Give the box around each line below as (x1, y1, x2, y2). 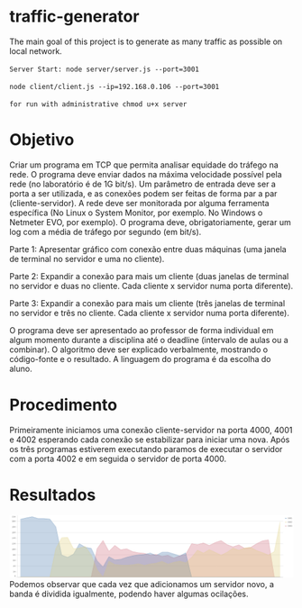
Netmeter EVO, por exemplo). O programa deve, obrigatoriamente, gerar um (9, 216, 291, 227)
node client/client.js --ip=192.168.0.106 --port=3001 (9, 82, 220, 91)
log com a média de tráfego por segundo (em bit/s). (9, 226, 202, 237)
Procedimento (9, 395, 118, 415)
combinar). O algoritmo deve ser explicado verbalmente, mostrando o (9, 344, 269, 355)
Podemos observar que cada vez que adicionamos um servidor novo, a (9, 578, 275, 589)
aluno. (9, 363, 33, 374)
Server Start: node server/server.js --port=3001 (9, 65, 200, 74)
